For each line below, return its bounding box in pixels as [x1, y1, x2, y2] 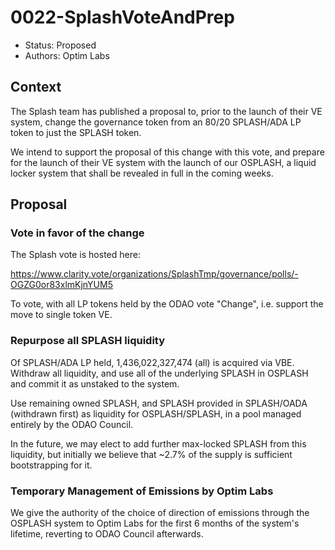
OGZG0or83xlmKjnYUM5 [10, 279, 113, 291]
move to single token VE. [10, 309, 113, 321]
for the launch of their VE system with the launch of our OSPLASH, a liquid [10, 156, 317, 168]
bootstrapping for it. [10, 459, 93, 471]
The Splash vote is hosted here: [10, 249, 141, 261]
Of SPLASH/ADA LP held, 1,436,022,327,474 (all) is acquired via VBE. [10, 356, 295, 368]
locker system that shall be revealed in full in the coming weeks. [10, 167, 274, 179]
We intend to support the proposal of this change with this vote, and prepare [10, 146, 325, 158]
